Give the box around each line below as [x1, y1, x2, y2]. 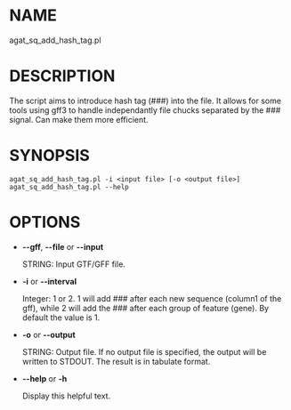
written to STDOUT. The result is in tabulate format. [21, 356, 211, 366]
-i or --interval [21, 276, 77, 286]
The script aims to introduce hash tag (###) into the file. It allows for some [9, 95, 282, 106]
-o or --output [21, 329, 76, 340]
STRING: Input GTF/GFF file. [21, 259, 126, 269]
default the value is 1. [21, 312, 101, 323]
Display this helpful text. [21, 390, 111, 401]
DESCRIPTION [9, 66, 116, 86]
